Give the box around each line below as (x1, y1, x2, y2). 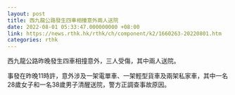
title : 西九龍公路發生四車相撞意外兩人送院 (7, 17, 119, 24)
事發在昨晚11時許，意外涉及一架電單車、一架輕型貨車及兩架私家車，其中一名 (7, 72, 229, 80)
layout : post (7, 10, 46, 18)
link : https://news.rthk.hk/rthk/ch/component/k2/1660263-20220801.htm (7, 30, 222, 37)
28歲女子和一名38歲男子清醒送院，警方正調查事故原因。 (7, 80, 171, 89)
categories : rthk (7, 37, 58, 44)
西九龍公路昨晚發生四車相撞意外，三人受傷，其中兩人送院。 (7, 57, 180, 65)
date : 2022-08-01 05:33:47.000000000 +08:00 (7, 23, 140, 30)
